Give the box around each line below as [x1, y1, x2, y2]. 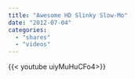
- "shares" [15, 33, 51, 41]
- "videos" [15, 41, 51, 48]
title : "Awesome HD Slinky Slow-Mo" [8, 11, 128, 20]
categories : [8, 26, 47, 34]
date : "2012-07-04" [8, 19, 72, 27]
